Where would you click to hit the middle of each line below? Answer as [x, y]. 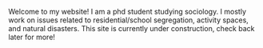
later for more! [32, 37]
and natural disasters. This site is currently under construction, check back [131, 28]
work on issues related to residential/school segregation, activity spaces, [129, 20]
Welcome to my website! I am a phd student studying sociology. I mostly [127, 12]
